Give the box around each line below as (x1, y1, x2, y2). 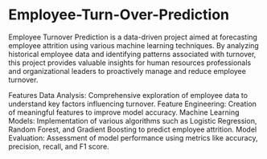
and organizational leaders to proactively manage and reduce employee (8, 66, 247, 75)
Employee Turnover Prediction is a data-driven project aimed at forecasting (8, 32, 257, 42)
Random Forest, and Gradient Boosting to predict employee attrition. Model (8, 124, 257, 134)
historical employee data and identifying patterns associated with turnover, (8, 49, 257, 59)
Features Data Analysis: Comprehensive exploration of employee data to (8, 90, 248, 100)
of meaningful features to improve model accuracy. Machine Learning (8, 107, 240, 117)
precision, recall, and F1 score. (8, 141, 110, 151)
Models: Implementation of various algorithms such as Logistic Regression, (8, 116, 257, 125)
